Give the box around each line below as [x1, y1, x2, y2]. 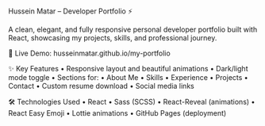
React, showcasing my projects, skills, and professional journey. [8, 33, 217, 42]
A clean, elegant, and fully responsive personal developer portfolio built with [8, 25, 258, 34]
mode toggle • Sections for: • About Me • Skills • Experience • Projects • [8, 73, 248, 82]
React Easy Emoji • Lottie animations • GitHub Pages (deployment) [8, 109, 227, 117]
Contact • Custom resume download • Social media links [8, 82, 194, 90]
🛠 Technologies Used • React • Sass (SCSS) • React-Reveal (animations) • [8, 97, 255, 106]
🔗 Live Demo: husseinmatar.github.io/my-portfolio [8, 48, 171, 58]
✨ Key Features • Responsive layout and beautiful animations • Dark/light [8, 64, 248, 73]
